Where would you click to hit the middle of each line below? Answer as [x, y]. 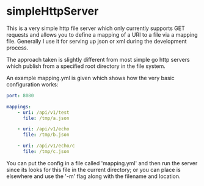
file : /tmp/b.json [46, 135]
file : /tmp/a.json [46, 118]
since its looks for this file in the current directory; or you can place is [94, 169]
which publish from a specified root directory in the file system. [86, 66]
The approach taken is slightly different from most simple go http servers [98, 59]
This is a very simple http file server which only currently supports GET [96, 28]
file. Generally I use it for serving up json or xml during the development [97, 41]
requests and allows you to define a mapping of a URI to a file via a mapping [102, 34]
